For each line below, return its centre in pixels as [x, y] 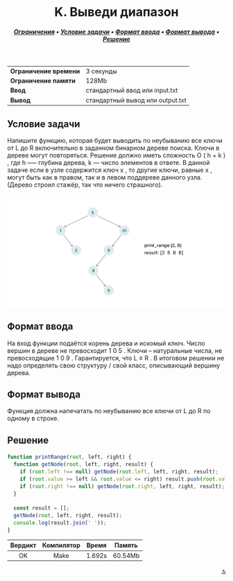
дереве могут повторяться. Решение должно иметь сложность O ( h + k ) [116, 155]
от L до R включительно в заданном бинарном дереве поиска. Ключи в [113, 148]
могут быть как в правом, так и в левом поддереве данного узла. [105, 177]
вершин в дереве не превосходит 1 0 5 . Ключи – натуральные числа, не [115, 350]
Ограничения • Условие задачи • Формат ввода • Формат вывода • [116, 31]
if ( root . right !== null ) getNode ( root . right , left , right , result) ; [122, 486]
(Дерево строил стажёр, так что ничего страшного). [85, 184]
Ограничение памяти [43, 81]
